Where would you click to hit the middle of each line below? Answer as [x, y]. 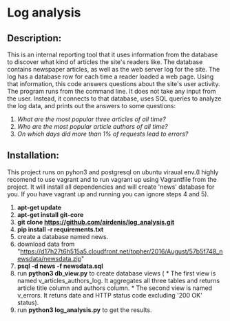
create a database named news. [63, 236]
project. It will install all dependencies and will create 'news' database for [111, 187]
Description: [34, 38]
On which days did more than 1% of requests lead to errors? [103, 134]
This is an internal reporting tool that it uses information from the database [113, 54]
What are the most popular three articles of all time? [92, 119]
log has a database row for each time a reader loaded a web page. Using [111, 76]
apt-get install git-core [50, 214]
